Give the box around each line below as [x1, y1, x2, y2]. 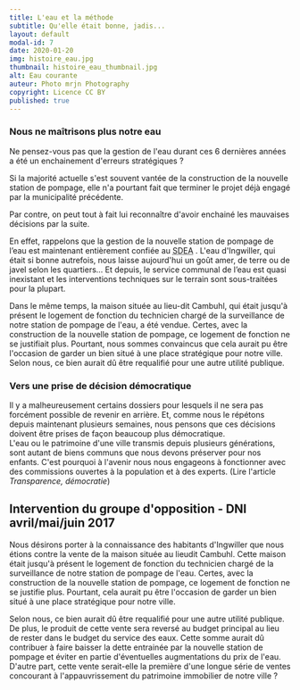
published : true [9, 96, 70, 105]
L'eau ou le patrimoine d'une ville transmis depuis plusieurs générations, [9, 437, 276, 448]
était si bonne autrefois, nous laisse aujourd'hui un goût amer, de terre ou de [9, 254, 290, 265]
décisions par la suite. [9, 218, 90, 229]
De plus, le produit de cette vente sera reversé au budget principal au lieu [9, 622, 279, 634]
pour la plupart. [9, 283, 66, 294]
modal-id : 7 [9, 37, 54, 47]
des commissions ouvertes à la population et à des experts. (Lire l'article [9, 466, 277, 477]
